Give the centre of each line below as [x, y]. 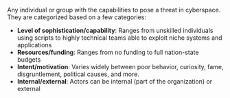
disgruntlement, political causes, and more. [78, 74]
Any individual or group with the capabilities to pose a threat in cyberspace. [114, 10]
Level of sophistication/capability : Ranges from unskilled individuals [115, 30]
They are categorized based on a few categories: [77, 17]
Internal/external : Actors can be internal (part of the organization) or [115, 81]
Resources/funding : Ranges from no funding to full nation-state [108, 52]
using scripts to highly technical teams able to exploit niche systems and [119, 38]
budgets [29, 60]
